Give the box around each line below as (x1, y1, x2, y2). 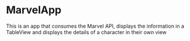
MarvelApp (6, 3, 61, 17)
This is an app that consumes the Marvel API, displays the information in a (6, 23, 185, 29)
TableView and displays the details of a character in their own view (6, 28, 167, 35)
